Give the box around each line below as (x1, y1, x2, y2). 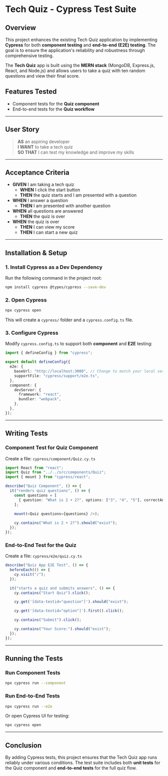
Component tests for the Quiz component (12, 101, 99, 107)
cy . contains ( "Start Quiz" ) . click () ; (14, 590, 91, 595)
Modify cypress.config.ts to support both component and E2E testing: (5, 341, 152, 347)
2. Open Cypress (5, 296, 47, 303)
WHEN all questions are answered (12, 208, 83, 214)
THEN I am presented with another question (19, 203, 111, 209)
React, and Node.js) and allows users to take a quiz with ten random (5, 68, 145, 74)
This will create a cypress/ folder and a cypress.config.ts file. (5, 317, 133, 323)
